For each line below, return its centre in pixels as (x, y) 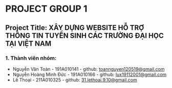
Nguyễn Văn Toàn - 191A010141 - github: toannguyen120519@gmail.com (89, 69)
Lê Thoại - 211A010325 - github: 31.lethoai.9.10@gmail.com (75, 80)
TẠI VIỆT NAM (28, 43)
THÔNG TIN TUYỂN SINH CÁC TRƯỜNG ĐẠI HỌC (84, 35)
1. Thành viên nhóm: (31, 58)
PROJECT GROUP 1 (46, 9)
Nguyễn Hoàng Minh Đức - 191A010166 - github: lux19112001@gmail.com (90, 74)
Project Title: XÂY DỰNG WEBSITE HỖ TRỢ (75, 28)
